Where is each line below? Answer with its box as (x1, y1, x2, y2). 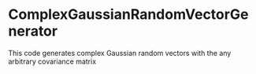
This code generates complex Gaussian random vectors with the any (8, 48, 232, 57)
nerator (8, 22, 58, 40)
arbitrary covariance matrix (8, 57, 97, 66)
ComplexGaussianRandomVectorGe (8, 6, 249, 24)
